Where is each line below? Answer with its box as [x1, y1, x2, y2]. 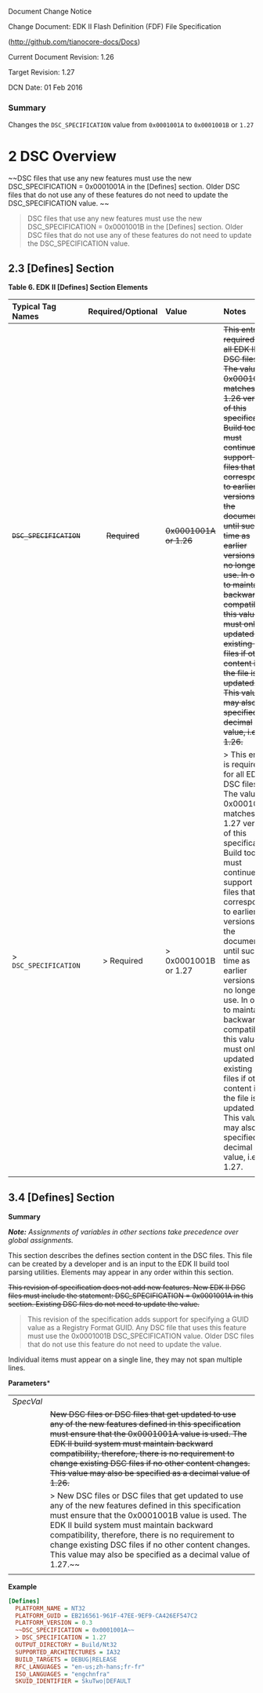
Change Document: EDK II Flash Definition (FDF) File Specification [8, 22, 222, 31]
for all [223, 769, 245, 780]
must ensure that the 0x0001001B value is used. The [49, 1509, 247, 1520]
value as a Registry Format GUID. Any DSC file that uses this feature [27, 1322, 247, 1332]
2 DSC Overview [8, 148, 117, 166]
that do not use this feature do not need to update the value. [27, 1339, 222, 1349]
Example [8, 1581, 38, 1591]
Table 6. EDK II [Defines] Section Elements [8, 283, 149, 292]
